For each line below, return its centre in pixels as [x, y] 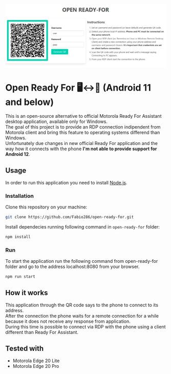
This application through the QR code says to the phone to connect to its [82, 305]
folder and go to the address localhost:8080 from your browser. [72, 267]
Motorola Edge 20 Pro [36, 366]
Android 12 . [18, 154]
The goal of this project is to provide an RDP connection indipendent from [83, 127]
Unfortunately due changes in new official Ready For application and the [81, 143]
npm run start [20, 277]
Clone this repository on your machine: [46, 207]
